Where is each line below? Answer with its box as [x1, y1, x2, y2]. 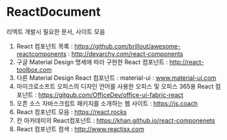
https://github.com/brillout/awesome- [74, 42, 181, 50]
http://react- [169, 57, 204, 66]
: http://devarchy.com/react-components [67, 49, 183, 58]
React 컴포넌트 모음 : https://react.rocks [16, 107, 128, 116]
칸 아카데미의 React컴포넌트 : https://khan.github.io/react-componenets [16, 116, 215, 124]
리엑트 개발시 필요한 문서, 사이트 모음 [6, 27, 106, 36]
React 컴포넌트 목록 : [16, 42, 73, 50]
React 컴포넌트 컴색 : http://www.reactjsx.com [16, 124, 145, 133]
